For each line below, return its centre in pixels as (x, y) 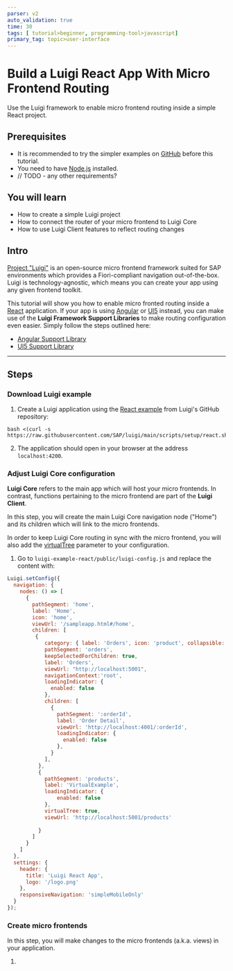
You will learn (37, 197)
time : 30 (20, 26)
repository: (33, 416)
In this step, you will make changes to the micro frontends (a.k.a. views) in (113, 940)
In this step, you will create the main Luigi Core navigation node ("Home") (112, 517)
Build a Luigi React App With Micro (109, 74)
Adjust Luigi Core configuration (61, 474)
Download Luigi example (50, 394)
